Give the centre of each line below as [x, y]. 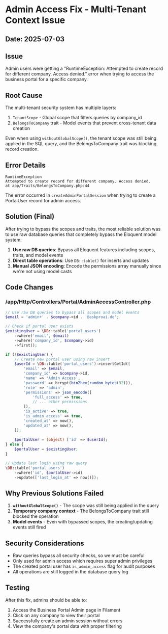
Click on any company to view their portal [56, 615]
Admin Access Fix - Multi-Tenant [76, 9]
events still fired [29, 527]
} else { [14, 444]
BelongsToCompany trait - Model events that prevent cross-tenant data [84, 123]
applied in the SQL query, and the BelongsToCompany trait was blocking [81, 144]
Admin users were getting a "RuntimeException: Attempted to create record [84, 69]
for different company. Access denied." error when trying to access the [80, 74]
